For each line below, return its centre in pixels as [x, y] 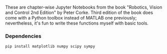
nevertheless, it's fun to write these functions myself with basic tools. [77, 23]
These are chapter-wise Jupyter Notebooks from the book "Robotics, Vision [84, 7]
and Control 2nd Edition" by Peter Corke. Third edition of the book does [79, 12]
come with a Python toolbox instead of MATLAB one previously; [71, 18]
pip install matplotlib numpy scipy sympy [50, 46]
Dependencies [23, 36]
